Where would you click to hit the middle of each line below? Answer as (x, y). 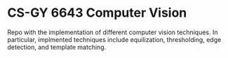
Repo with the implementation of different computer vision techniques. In (113, 32)
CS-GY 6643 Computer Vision (97, 13)
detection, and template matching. (57, 47)
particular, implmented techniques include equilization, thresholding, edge (114, 39)
